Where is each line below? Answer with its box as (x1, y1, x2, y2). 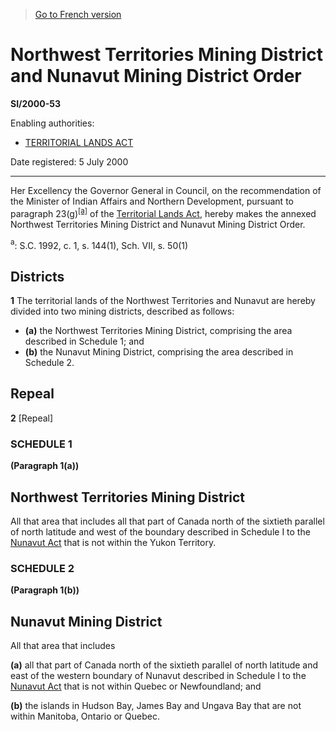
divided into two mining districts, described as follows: (10, 305, 235, 318)
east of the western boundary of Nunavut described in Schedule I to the (10, 670, 307, 682)
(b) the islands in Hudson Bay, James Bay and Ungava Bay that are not (10, 700, 302, 712)
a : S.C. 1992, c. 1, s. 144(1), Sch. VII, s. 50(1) (10, 237, 189, 251)
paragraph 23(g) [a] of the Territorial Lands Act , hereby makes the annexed (10, 205, 317, 219)
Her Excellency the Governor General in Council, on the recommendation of (10, 184, 322, 196)
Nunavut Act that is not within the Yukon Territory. (10, 536, 217, 548)
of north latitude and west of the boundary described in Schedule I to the (10, 525, 311, 538)
